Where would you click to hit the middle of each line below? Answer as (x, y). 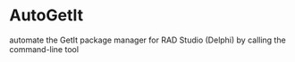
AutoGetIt (46, 15)
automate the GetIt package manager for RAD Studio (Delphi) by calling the (147, 40)
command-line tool (44, 49)
